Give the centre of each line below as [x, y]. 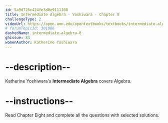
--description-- [38, 67]
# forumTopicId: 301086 [30, 28]
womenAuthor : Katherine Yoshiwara [41, 42]
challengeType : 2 [23, 19]
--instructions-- [39, 101]
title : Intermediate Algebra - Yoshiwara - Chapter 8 [62, 14]
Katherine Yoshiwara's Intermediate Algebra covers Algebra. [68, 81]
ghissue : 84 [17, 38]
